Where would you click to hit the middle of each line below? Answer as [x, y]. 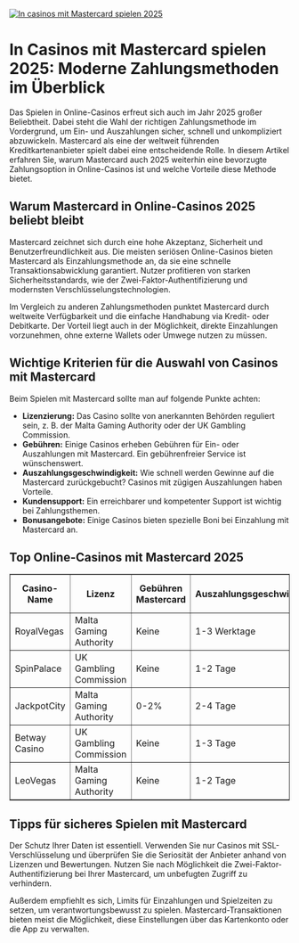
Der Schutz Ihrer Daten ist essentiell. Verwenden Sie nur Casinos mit [135, 846]
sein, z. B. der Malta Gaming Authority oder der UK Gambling [134, 425]
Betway [31, 738]
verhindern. [30, 883]
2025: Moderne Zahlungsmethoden [144, 69]
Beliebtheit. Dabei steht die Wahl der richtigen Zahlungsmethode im [133, 121]
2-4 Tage [216, 706]
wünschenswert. [53, 463]
